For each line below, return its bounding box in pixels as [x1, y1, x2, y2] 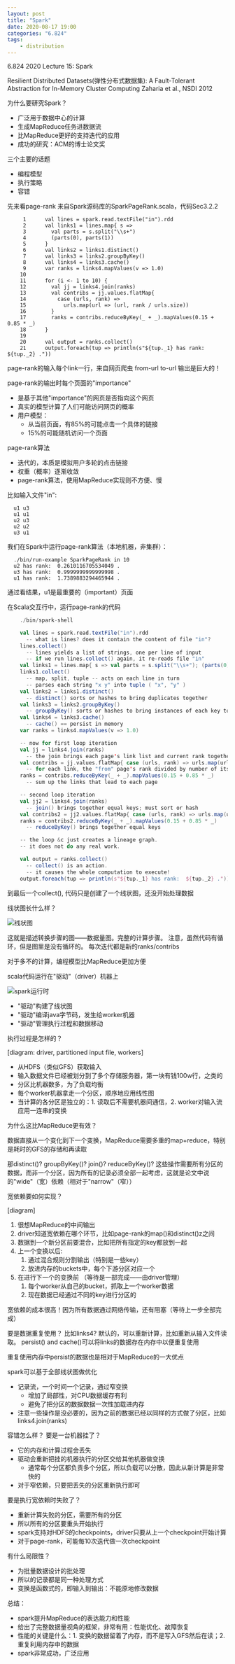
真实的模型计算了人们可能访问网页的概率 [17, 403, 134, 410]
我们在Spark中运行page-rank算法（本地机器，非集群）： [7, 543, 168, 550]
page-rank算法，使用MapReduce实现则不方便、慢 [17, 476, 162, 484]
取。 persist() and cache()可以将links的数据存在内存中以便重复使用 [7, 1338, 199, 1346]
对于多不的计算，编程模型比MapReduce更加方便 [7, 957, 147, 965]
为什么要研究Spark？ [7, 99, 68, 107]
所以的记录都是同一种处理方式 [17, 1575, 104, 1583]
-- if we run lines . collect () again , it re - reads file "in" [25, 655, 205, 662]
